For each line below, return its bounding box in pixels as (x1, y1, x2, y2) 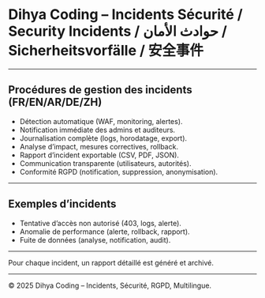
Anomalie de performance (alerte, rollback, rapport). (19, 227, 191, 236)
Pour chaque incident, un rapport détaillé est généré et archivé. (8, 258, 215, 267)
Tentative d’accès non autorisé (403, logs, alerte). (19, 218, 181, 228)
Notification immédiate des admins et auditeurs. (19, 125, 176, 134)
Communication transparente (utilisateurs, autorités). (19, 158, 192, 168)
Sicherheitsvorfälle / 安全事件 (8, 42, 204, 60)
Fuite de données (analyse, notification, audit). (19, 235, 171, 244)
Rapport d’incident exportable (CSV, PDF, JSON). (19, 150, 180, 160)
